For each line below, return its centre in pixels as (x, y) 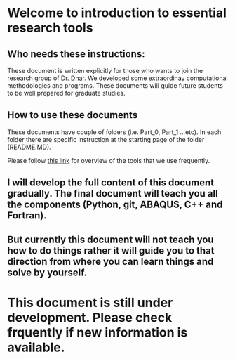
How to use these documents (73, 115)
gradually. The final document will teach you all (113, 194)
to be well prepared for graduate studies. (66, 93)
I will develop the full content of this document (111, 183)
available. (36, 347)
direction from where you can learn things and (110, 261)
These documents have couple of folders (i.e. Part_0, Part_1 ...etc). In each (114, 132)
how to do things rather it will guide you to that (111, 250)
